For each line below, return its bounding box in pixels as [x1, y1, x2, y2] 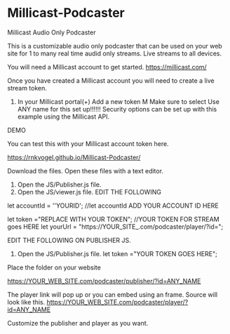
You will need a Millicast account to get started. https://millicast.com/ [7, 62, 207, 71]
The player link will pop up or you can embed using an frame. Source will [7, 290, 218, 299]
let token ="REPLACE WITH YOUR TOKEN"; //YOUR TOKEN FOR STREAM [7, 215, 219, 223]
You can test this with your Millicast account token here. [7, 139, 170, 148]
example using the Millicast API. [17, 112, 110, 121]
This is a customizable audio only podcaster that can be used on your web [7, 41, 222, 50]
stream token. [7, 83, 48, 92]
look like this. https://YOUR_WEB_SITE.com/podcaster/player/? [7, 298, 189, 306]
